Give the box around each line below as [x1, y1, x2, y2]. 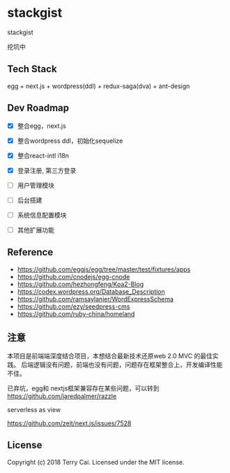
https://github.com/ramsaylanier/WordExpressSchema [17, 295, 174, 303]
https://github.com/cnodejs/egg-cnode [17, 272, 130, 281]
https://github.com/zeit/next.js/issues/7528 [7, 418, 132, 428]
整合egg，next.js [17, 121, 66, 130]
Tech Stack [7, 63, 57, 75]
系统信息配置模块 [17, 211, 67, 219]
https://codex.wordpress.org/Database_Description [17, 287, 165, 295]
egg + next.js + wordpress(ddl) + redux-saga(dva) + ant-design [7, 82, 190, 90]
